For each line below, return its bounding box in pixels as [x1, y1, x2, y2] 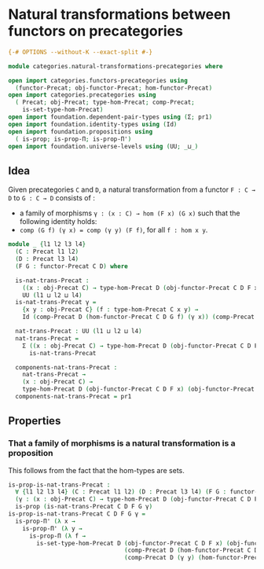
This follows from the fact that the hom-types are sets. [8, 465, 185, 475]
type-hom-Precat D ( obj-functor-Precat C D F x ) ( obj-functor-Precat [22, 385, 255, 394]
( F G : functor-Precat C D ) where [15, 262, 128, 270]
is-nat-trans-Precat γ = [15, 299, 97, 307]
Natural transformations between [8, 6, 231, 24]
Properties [8, 414, 61, 428]
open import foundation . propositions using [8, 127, 153, 135]
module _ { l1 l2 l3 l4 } [8, 240, 86, 248]
